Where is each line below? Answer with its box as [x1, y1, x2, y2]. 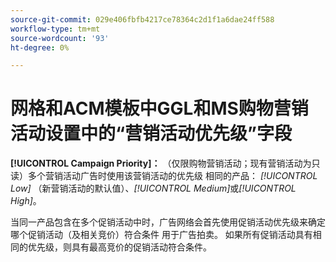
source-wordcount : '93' [10, 33, 110, 43]
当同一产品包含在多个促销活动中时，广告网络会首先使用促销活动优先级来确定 [10, 216, 326, 228]
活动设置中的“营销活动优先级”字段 [10, 122, 293, 145]
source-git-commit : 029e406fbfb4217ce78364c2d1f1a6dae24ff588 [10, 14, 275, 25]
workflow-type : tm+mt [10, 24, 101, 34]
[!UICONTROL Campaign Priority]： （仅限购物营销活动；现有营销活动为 [10, 157, 312, 170]
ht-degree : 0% [10, 42, 70, 53]
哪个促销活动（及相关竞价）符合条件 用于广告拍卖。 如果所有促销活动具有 [10, 229, 313, 241]
